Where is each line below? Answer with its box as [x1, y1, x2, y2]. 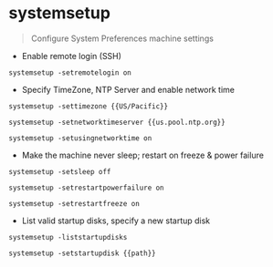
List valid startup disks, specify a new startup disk [21, 215, 211, 226]
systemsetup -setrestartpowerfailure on [8, 183, 165, 192]
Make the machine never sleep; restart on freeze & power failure [21, 149, 264, 160]
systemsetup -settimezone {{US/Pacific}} [8, 101, 169, 111]
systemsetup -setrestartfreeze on [8, 199, 141, 208]
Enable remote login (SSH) [21, 50, 122, 61]
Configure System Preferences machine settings [30, 33, 214, 44]
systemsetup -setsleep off [8, 167, 111, 176]
